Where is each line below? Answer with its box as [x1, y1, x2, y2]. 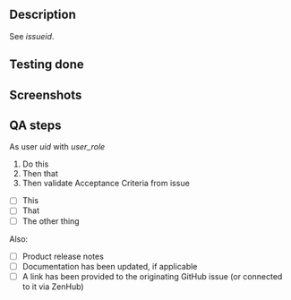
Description [9, 7, 76, 22]
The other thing [21, 215, 80, 227]
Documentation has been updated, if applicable [21, 261, 198, 271]
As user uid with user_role [9, 141, 106, 152]
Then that [21, 168, 58, 179]
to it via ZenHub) [21, 281, 84, 292]
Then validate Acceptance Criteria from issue [21, 178, 190, 189]
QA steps [9, 117, 62, 133]
